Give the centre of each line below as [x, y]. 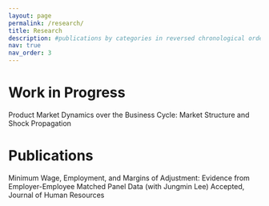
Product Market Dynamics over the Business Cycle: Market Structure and [129, 115]
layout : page [30, 16]
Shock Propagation [40, 123]
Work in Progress [67, 93]
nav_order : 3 [30, 53]
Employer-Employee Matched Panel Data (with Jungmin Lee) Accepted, [126, 186]
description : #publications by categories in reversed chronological [127, 38]
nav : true [25, 46]
